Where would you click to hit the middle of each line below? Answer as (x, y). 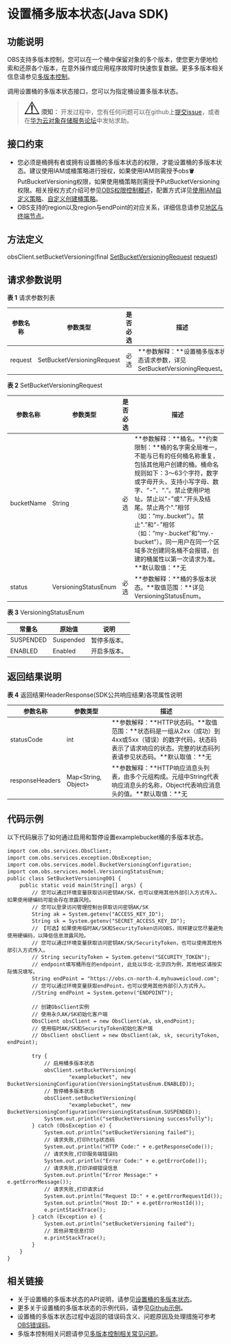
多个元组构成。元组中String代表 (174, 776)
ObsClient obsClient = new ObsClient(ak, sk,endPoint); (113, 1021)
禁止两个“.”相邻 (168, 508)
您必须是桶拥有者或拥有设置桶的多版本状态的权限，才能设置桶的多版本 (117, 162)
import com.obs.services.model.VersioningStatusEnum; (86, 871)
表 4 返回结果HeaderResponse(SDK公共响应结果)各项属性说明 (95, 695)
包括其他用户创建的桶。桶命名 (177, 464)
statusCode (26, 739)
